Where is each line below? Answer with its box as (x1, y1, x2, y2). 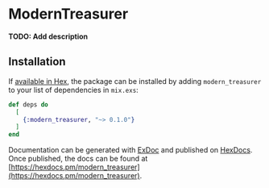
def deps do (8, 100, 48, 109)
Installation (8, 55, 66, 69)
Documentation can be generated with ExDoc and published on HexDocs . (8, 145, 253, 155)
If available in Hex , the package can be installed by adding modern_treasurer (8, 76, 262, 86)
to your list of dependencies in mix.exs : (8, 85, 139, 94)
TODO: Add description (8, 31, 89, 41)
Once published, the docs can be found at (8, 154, 148, 164)
